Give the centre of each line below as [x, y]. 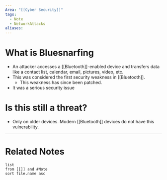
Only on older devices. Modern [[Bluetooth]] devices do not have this [83, 122]
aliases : [14, 28]
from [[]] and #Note [27, 169]
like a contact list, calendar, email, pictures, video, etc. [68, 72]
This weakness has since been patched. [61, 83]
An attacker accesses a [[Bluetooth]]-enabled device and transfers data [86, 67]
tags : [11, 14]
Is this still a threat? [46, 108]
